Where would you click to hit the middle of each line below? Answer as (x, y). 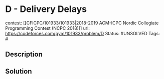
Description (24, 54)
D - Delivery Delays (46, 9)
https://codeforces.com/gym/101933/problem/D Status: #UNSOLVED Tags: (83, 33)
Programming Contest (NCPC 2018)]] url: (48, 28)
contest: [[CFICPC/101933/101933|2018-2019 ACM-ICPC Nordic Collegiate (82, 23)
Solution (19, 71)
